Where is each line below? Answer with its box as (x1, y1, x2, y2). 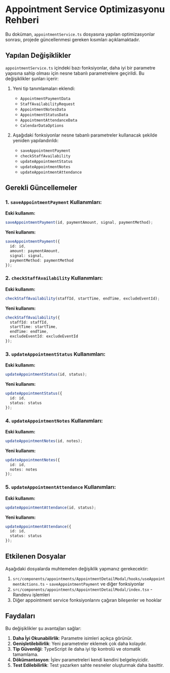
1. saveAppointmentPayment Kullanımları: (5, 199, 102, 206)
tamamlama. (12, 651, 39, 657)
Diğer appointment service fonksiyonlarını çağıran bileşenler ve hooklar (12, 597, 162, 603)
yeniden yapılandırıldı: (12, 137, 59, 143)
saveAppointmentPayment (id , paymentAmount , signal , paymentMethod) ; (5, 220, 153, 225)
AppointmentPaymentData (20, 96, 71, 101)
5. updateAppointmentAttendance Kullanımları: (5, 484, 116, 491)
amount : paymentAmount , (10, 249, 60, 254)
